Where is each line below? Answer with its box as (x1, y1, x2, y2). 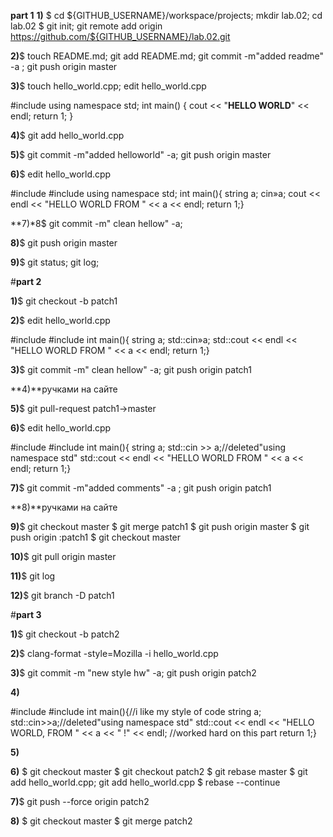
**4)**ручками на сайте (10, 383, 118, 395)
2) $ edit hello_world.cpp (10, 315, 111, 326)
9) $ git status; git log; (10, 256, 100, 268)
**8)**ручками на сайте (10, 501, 118, 513)
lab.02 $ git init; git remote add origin (10, 20, 163, 32)
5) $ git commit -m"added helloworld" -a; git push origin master (10, 149, 272, 160)
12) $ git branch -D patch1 (10, 590, 115, 601)
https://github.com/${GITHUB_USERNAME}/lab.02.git (10, 31, 231, 42)
